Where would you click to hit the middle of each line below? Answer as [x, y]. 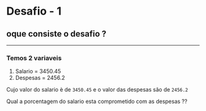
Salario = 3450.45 [38, 71]
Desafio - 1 [34, 11]
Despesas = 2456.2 [40, 78]
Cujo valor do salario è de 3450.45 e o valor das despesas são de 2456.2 [97, 90]
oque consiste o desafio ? [56, 34]
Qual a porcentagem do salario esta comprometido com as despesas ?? [97, 101]
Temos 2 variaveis [34, 58]
